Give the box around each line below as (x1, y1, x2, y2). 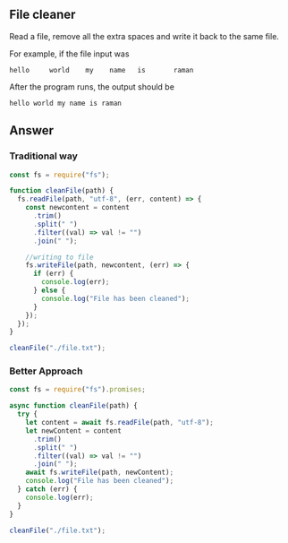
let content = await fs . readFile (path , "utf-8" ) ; (25, 418, 215, 427)
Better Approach (9, 365, 83, 377)
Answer (9, 123, 55, 138)
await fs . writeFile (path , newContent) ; (25, 468, 174, 478)
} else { (32, 286, 66, 295)
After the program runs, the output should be (9, 81, 174, 92)
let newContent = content (25, 426, 123, 435)
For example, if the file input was (9, 48, 130, 59)
